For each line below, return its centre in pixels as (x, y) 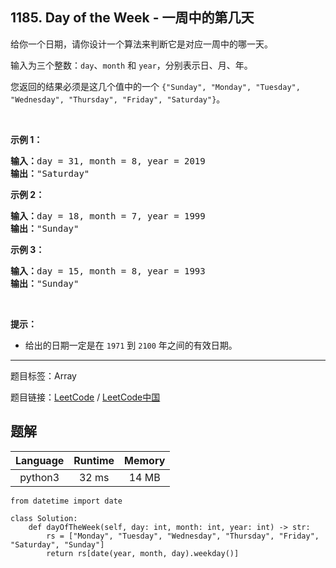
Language (40, 460)
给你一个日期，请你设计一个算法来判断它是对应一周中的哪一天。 (141, 44)
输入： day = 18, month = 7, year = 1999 (108, 216)
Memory (145, 460)
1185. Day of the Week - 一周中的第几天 (132, 18)
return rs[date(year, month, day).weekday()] (143, 553)
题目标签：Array (43, 375)
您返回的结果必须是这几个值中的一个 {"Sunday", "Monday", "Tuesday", (155, 86)
